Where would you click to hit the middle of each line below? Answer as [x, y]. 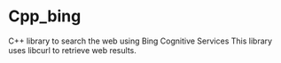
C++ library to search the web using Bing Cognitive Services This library [140, 41]
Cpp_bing [45, 16]
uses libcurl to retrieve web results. [72, 50]
